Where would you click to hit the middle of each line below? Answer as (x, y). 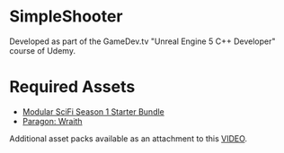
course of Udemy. (43, 50)
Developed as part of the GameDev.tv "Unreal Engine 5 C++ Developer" (142, 41)
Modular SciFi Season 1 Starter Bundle (93, 111)
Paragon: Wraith (52, 121)
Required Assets (72, 87)
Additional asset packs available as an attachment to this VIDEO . (129, 138)
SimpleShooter (66, 17)
